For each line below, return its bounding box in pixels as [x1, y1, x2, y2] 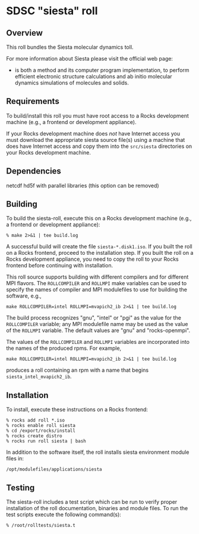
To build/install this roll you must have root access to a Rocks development [6, 112, 189, 119]
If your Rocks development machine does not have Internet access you [6, 129, 180, 137]
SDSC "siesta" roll [6, 4, 98, 18]
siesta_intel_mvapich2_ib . [6, 373, 72, 380]
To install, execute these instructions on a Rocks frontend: [6, 406, 149, 413]
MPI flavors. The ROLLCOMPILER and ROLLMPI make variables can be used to [6, 280, 187, 287]
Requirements [6, 96, 59, 106]
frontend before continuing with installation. [6, 262, 113, 269]
